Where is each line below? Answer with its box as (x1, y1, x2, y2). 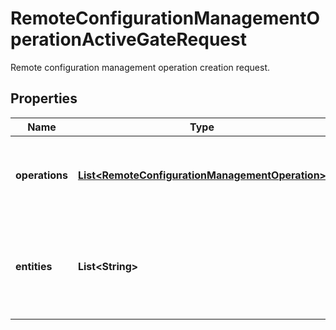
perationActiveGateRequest (10, 28, 247, 51)
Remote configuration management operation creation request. (10, 61, 271, 73)
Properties (10, 90, 78, 107)
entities (15, 259, 53, 273)
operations (15, 168, 68, 182)
